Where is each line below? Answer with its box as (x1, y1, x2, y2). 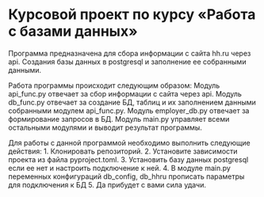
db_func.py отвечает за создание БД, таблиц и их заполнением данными (8, 97, 256, 107)
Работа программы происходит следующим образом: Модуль (8, 81, 220, 90)
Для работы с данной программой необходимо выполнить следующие (8, 138, 251, 147)
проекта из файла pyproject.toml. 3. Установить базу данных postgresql (8, 154, 249, 164)
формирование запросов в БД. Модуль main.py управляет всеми (8, 114, 230, 123)
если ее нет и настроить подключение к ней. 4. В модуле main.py (8, 163, 231, 172)
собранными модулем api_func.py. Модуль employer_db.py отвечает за (8, 105, 250, 116)
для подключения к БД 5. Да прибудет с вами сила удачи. (8, 180, 206, 189)
